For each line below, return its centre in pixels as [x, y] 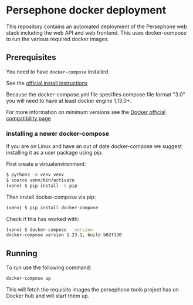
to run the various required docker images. [58, 39]
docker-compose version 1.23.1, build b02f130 [64, 235]
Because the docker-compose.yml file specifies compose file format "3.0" [96, 94]
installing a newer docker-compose [58, 133]
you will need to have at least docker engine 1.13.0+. [69, 100]
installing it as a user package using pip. [55, 153]
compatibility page [28, 118]
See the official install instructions [47, 83]
